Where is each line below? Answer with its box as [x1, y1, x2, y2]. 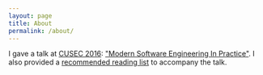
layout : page [8, 11, 53, 20]
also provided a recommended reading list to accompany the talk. [8, 57, 227, 67]
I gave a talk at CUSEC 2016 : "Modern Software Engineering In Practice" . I [8, 49, 255, 59]
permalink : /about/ [8, 27, 74, 35]
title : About [8, 19, 53, 27]
